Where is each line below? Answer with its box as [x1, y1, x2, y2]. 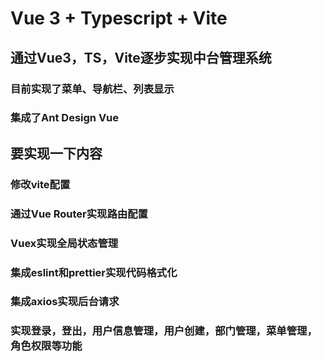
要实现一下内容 [10, 145, 103, 162]
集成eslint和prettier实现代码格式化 [10, 265, 178, 279]
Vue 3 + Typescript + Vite [10, 7, 228, 30]
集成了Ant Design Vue [10, 111, 120, 125]
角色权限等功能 [10, 339, 83, 353]
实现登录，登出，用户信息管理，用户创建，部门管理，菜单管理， [10, 324, 318, 338]
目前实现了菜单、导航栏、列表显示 [10, 82, 175, 96]
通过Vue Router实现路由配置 [10, 207, 148, 221]
